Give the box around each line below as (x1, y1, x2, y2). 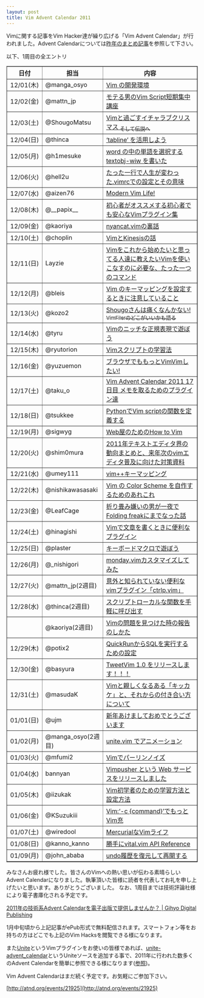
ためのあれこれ (112, 490, 155, 499)
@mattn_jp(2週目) (45, 581, 97, 590)
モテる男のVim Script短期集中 (106, 92, 191, 101)
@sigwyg (45, 427, 72, 436)
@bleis (45, 288, 65, 297)
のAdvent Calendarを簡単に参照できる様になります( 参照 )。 (6, 959, 154, 966)
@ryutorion (45, 345, 78, 354)
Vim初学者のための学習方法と (106, 786, 190, 794)
